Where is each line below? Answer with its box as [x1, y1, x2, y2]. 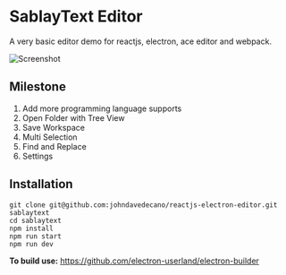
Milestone [9, 79, 67, 95]
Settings [21, 150, 54, 161]
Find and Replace [21, 141, 87, 151]
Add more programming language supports [21, 103, 182, 114]
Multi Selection [21, 132, 78, 142]
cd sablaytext [9, 216, 63, 225]
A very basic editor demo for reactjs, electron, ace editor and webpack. [9, 36, 273, 47]
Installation [9, 176, 73, 192]
